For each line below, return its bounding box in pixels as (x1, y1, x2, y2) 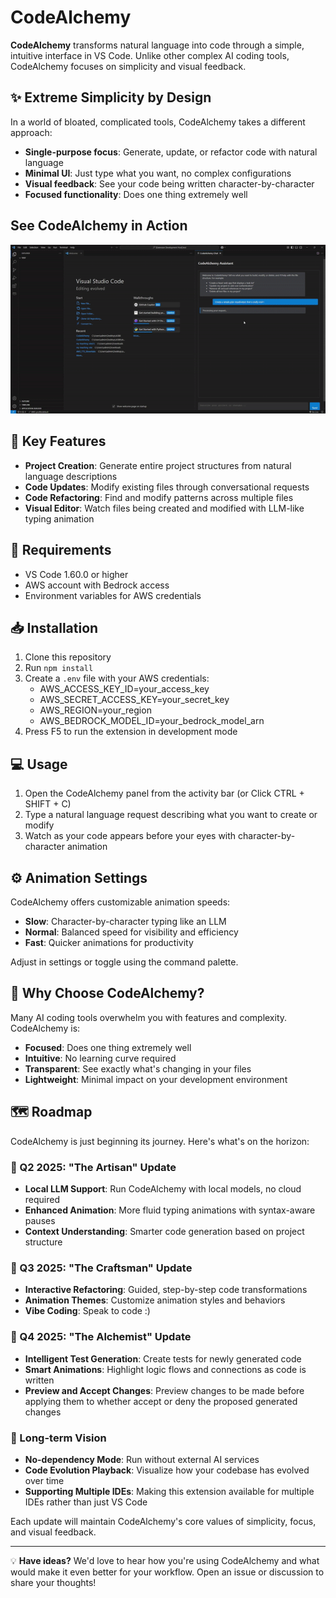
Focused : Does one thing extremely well (24, 1041, 192, 1053)
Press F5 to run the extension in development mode (24, 726, 238, 738)
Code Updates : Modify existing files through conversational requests (24, 481, 310, 493)
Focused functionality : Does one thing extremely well (24, 188, 248, 200)
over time (24, 1474, 65, 1486)
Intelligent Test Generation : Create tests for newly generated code (24, 1352, 302, 1365)
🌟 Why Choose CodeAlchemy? (10, 985, 205, 1002)
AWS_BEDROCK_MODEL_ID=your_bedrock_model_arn (39, 715, 265, 727)
